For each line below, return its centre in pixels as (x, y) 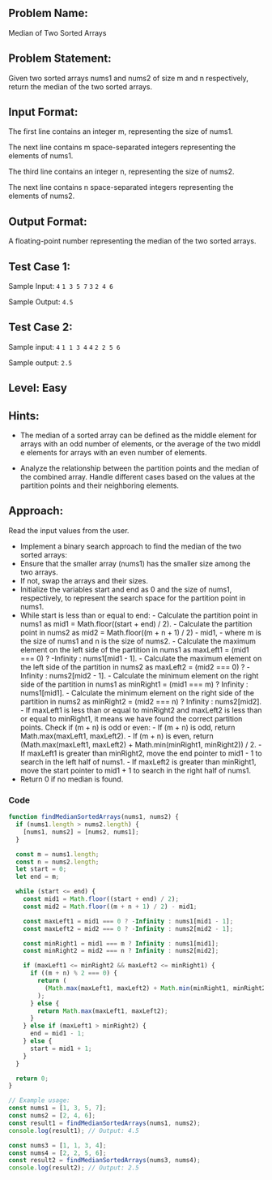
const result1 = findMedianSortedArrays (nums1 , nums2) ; (104, 1123)
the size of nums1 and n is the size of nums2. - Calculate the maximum (138, 641)
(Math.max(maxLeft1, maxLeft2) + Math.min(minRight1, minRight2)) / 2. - (141, 744)
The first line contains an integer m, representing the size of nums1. (121, 131)
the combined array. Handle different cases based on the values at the (138, 477)
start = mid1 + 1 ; (61, 1049)
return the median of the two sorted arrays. (80, 86)
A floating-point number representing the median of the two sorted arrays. (132, 241)
